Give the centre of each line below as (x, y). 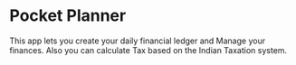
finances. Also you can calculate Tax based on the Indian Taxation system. (148, 50)
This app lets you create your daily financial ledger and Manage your (137, 41)
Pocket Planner (68, 16)
